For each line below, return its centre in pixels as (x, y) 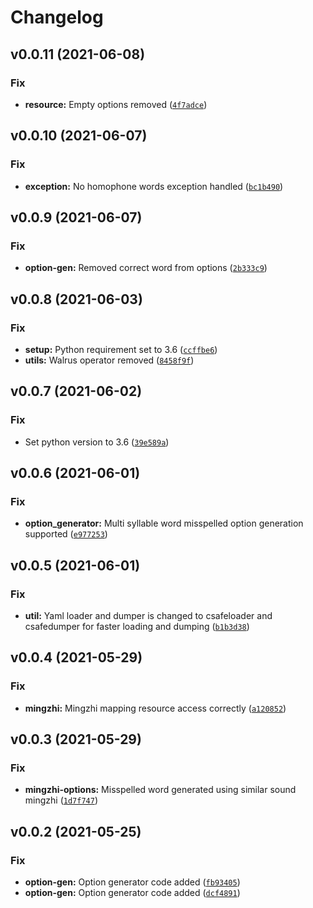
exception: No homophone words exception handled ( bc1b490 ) (154, 186)
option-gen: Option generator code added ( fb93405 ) (132, 882)
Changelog (57, 17)
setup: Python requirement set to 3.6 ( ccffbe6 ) (121, 349)
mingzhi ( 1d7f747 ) (61, 800)
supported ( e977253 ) (66, 534)
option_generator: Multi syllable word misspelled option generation (164, 523)
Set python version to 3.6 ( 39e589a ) (97, 442)
